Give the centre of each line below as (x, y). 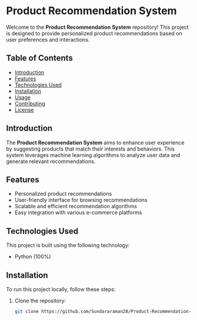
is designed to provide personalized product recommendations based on (94, 33)
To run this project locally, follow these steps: (61, 289)
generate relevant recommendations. (51, 161)
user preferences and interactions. (48, 39)
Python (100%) (33, 256)
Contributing (30, 104)
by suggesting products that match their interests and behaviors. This (90, 149)
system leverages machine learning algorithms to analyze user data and (93, 155)
